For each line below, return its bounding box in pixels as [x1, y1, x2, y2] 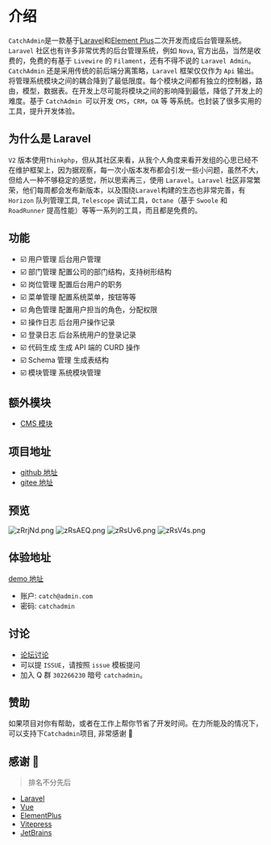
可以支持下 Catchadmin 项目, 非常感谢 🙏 [8, 729, 133, 739]
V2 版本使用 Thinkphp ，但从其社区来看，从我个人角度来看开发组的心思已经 [8, 155, 252, 164]
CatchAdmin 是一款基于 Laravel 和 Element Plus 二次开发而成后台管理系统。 [8, 35, 246, 45]
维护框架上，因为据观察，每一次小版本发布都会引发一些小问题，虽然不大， [15, 164, 263, 174]
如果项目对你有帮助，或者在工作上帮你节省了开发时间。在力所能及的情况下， [8, 718, 263, 728]
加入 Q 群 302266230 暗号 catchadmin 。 [19, 670, 148, 680]
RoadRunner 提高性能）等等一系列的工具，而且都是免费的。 [8, 205, 202, 214]
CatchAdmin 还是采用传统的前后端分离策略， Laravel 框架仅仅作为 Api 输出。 [8, 65, 258, 75]
